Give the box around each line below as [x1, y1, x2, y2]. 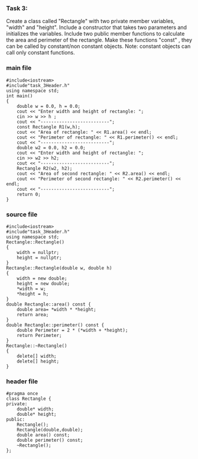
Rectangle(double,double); [17, 427, 83, 433]
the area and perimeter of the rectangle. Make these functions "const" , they [6, 37, 193, 44]
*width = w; [17, 285, 46, 291]
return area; [17, 312, 49, 317]
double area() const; [17, 432, 70, 438]
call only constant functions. [6, 49, 75, 56]
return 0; [17, 191, 41, 197]
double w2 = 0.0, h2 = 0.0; [17, 145, 86, 150]
